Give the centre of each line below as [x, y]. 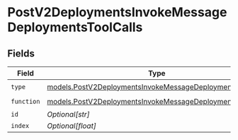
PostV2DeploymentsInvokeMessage [117, 12]
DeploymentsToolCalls [75, 27]
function [25, 101]
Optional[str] [68, 114]
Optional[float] [72, 126]
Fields [21, 53]
